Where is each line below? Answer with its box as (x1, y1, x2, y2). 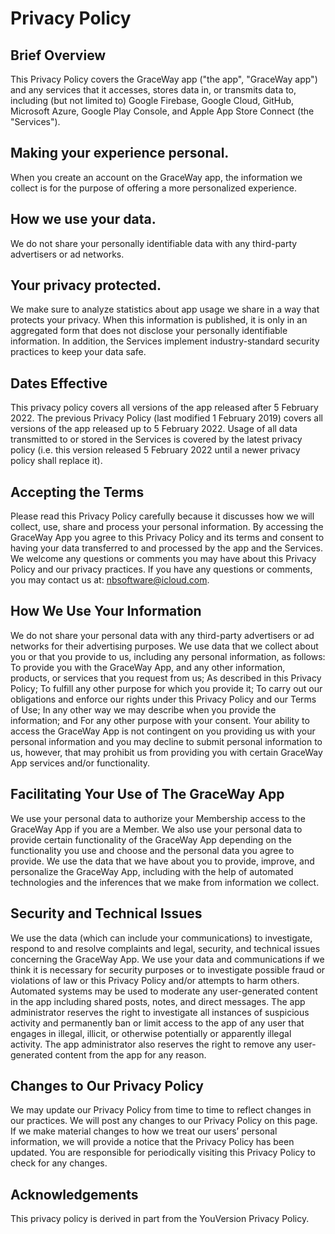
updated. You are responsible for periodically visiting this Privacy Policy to (10, 1147, 316, 1159)
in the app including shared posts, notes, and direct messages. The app (10, 995, 306, 1007)
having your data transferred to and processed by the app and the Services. (10, 542, 323, 554)
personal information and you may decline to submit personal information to (10, 735, 323, 747)
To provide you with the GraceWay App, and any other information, (10, 661, 286, 673)
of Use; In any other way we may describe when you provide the (10, 703, 277, 716)
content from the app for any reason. (54, 1048, 207, 1061)
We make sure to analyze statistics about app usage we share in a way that (10, 303, 320, 316)
